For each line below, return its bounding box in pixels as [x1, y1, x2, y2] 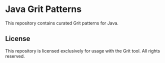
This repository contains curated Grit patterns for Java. [5, 20, 119, 26]
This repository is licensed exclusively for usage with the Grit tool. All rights [5, 47, 160, 53]
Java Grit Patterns [5, 3, 81, 15]
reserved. [5, 53, 25, 59]
